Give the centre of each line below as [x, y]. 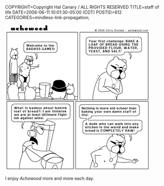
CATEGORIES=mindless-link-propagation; [47, 17]
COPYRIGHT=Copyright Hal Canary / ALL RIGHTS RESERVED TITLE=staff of [82, 7]
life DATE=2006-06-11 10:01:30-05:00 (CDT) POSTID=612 [63, 12]
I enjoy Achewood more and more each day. [50, 178]
